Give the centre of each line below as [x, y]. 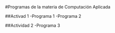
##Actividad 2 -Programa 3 [33, 25]
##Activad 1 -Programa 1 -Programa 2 [43, 16]
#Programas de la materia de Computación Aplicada [58, 7]
